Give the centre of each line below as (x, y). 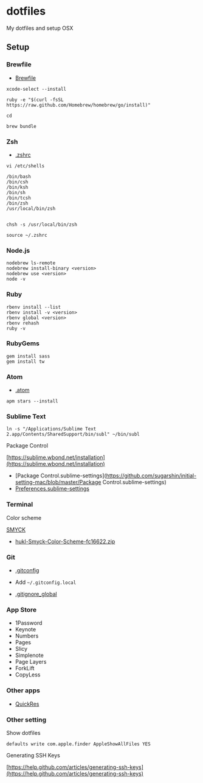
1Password (29, 623)
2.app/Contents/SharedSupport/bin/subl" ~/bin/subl (73, 434)
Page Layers (31, 662)
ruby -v (16, 328)
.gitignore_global (36, 594)
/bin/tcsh (19, 198)
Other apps (23, 690)
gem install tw (26, 361)
